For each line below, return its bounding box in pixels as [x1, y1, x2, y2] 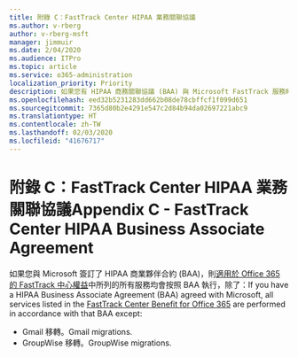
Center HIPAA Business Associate [9, 219, 265, 239]
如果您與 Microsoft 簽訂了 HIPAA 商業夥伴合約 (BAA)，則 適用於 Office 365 [9, 268, 281, 279]
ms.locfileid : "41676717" [9, 136, 105, 145]
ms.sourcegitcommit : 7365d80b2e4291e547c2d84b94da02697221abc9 [9, 104, 248, 113]
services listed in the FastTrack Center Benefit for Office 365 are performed [9, 299, 286, 309]
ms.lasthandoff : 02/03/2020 [9, 128, 114, 137]
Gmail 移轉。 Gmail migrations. [21, 326, 133, 337]
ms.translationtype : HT [9, 112, 98, 120]
